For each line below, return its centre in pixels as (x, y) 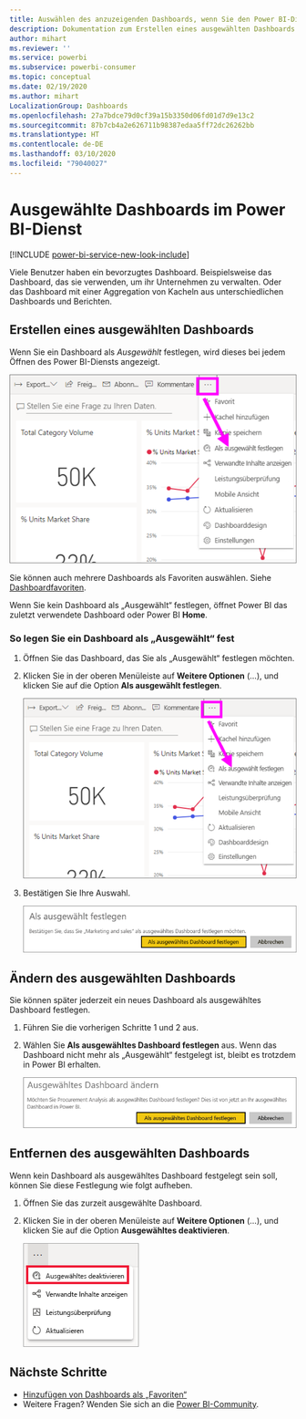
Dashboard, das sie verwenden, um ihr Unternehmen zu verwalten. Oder (146, 282)
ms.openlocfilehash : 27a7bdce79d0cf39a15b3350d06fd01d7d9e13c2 (132, 115)
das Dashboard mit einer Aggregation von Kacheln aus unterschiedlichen (147, 291)
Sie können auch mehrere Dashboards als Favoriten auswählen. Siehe (140, 578)
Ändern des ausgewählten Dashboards (123, 978)
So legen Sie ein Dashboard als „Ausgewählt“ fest (122, 638)
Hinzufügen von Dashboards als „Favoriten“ (105, 1394)
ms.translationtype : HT (55, 135)
